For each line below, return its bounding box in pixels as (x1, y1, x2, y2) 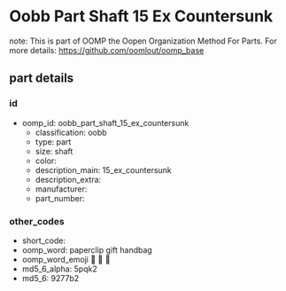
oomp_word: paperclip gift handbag (21, 244, 152, 255)
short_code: (21, 235, 66, 246)
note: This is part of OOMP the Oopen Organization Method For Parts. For (9, 35, 277, 46)
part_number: (35, 193, 85, 203)
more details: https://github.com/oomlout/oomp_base (9, 44, 205, 55)
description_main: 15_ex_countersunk (35, 164, 173, 175)
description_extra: (35, 174, 102, 185)
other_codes (9, 215, 65, 227)
